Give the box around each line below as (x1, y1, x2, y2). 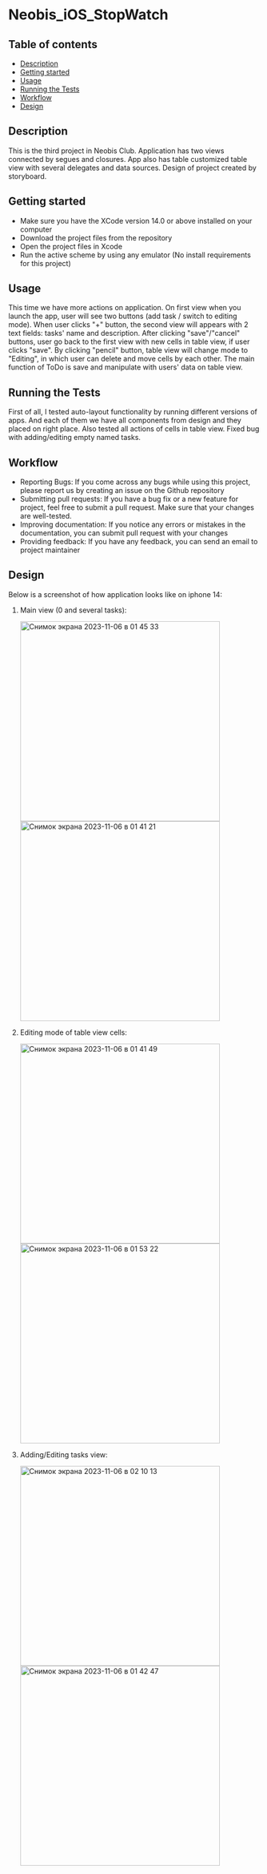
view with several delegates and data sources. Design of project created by (8, 163, 257, 172)
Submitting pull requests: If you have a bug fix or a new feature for (19, 495, 238, 504)
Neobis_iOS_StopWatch (8, 6, 169, 24)
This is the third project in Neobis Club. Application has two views (8, 146, 225, 155)
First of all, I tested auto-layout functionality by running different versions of (8, 407, 257, 417)
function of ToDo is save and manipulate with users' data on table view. (8, 362, 244, 372)
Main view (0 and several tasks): (19, 605, 127, 615)
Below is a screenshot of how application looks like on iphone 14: (8, 589, 222, 599)
